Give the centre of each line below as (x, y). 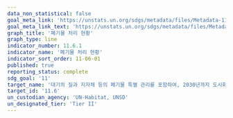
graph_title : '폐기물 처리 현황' (50, 33)
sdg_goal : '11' (29, 78)
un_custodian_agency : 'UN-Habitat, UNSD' (68, 98)
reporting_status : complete (48, 71)
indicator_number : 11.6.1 (44, 46)
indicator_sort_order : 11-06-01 (54, 59)
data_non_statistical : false (49, 14)
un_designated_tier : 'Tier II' (52, 104)
